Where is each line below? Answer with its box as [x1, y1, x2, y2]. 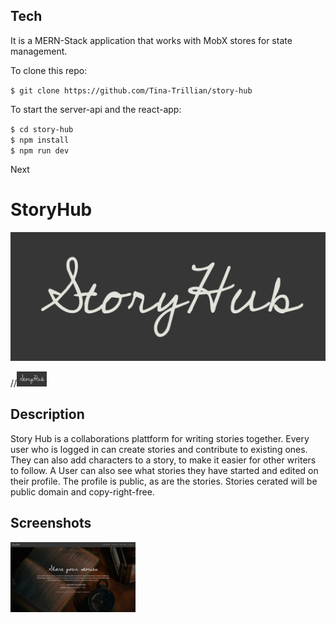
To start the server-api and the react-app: [10, 103, 182, 115]
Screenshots [10, 515, 92, 532]
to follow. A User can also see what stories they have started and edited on [10, 464, 319, 476]
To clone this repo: [10, 64, 88, 76]
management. [10, 45, 68, 57]
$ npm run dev [10, 145, 70, 156]
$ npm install [10, 135, 70, 145]
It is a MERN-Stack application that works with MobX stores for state [10, 34, 293, 46]
